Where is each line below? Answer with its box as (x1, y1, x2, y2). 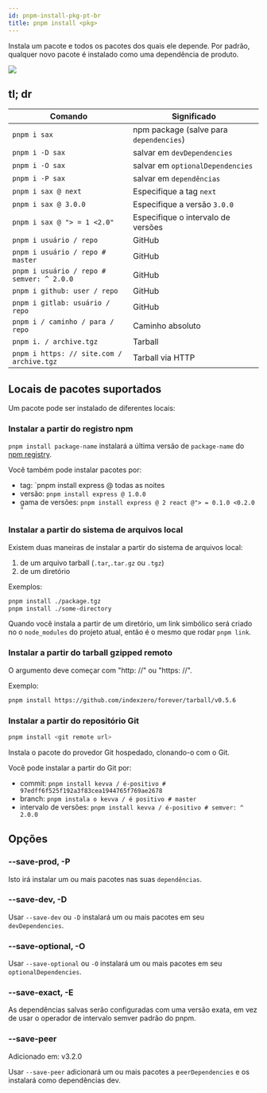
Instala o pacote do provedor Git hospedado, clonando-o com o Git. (8, 748, 230, 757)
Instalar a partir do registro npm (8, 424, 133, 435)
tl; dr (8, 87, 33, 100)
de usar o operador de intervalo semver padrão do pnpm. (8, 1013, 196, 1023)
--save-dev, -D (8, 894, 68, 905)
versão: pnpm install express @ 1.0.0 (19, 489, 146, 498)
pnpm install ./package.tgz (8, 597, 102, 605)
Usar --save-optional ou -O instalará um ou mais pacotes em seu (8, 958, 222, 968)
